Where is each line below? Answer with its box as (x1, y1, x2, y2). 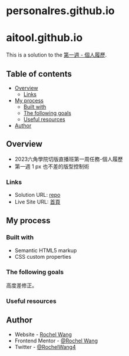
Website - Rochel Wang (14, 331, 72, 338)
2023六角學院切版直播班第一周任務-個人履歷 (14, 155, 123, 163)
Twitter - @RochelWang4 (14, 343, 76, 350)
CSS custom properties (14, 253, 72, 260)
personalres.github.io (6, 4, 115, 18)
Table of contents (6, 69, 72, 79)
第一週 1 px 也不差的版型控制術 (14, 163, 90, 170)
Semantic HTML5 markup (14, 246, 77, 254)
